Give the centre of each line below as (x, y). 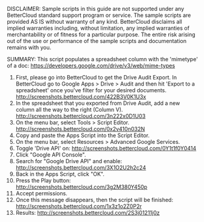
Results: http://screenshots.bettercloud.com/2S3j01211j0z (88, 213)
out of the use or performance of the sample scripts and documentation (97, 41)
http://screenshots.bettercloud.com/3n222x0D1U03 (80, 116)
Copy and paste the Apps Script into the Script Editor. (83, 135)
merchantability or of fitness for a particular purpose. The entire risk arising (101, 35)
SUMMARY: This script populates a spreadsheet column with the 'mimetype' (102, 59)
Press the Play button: (43, 180)
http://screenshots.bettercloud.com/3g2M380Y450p (81, 187)
